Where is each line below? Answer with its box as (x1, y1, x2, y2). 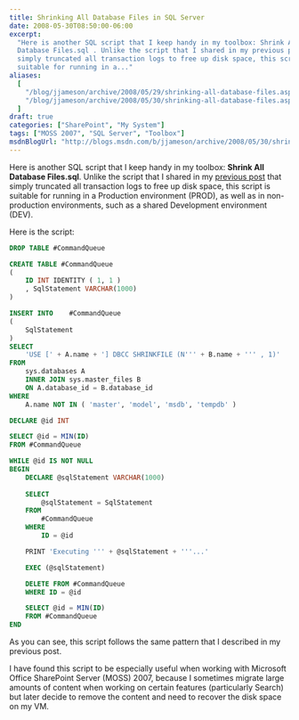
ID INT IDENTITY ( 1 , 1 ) (25, 276, 122, 285)
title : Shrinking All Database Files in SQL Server (9, 12, 205, 22)
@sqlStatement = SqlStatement (41, 498, 153, 507)
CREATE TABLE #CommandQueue (9, 259, 114, 268)
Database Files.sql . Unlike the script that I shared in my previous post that (9, 171, 282, 182)
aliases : (9, 71, 42, 80)
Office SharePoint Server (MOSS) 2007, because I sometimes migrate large (9, 673, 285, 683)
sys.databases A (25, 367, 86, 376)
